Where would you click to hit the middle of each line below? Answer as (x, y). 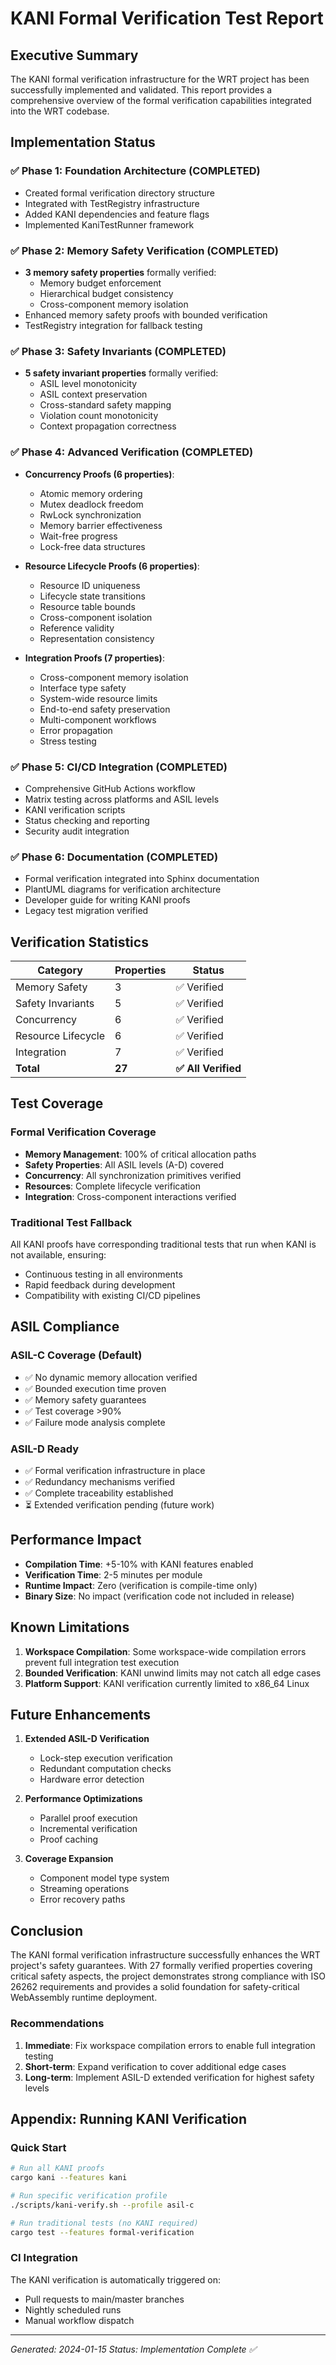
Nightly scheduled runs (73, 2309)
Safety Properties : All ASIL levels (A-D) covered (124, 1164)
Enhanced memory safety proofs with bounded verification (146, 314)
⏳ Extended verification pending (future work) (119, 1504)
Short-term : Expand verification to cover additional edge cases (155, 2066)
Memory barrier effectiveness (101, 525)
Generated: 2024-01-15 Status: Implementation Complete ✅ (133, 2349)
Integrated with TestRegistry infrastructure (112, 203)
